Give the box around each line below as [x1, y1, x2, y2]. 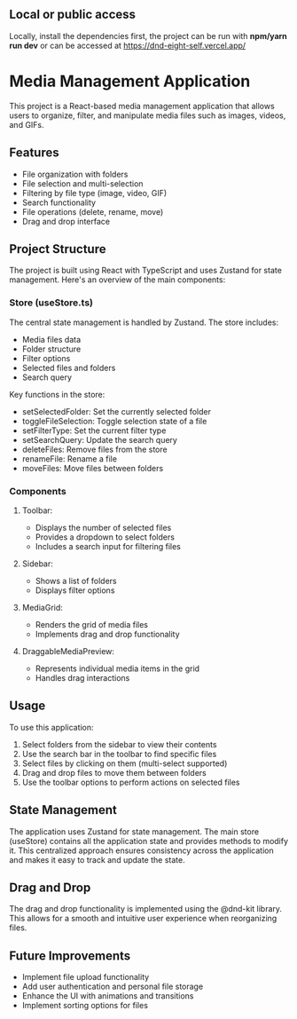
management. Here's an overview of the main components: [9, 274, 226, 285]
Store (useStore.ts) [9, 296, 93, 309]
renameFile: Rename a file [21, 453, 118, 464]
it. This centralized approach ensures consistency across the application [9, 845, 275, 856]
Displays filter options [35, 585, 115, 596]
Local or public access [9, 7, 136, 22]
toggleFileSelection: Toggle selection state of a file [21, 415, 207, 426]
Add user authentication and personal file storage [21, 981, 204, 992]
